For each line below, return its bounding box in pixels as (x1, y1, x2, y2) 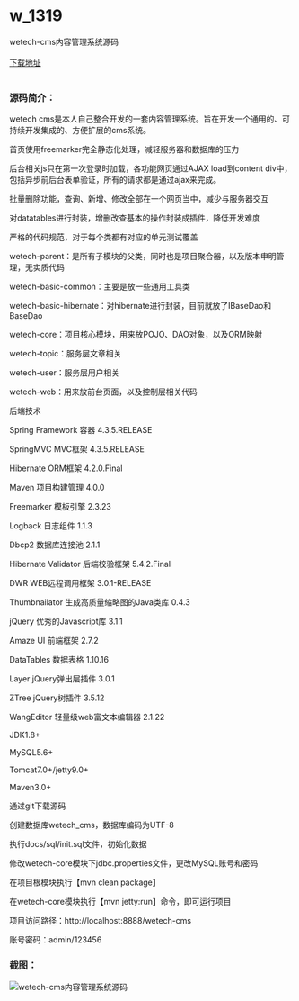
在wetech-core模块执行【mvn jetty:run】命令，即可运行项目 (9, 897, 232, 907)
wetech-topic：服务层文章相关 (9, 348, 122, 359)
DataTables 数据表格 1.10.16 (9, 654, 110, 665)
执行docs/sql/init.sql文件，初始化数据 (9, 839, 147, 850)
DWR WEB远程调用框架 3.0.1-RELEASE (9, 578, 152, 589)
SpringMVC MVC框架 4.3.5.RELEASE (9, 444, 145, 455)
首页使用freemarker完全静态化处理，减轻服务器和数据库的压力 (9, 144, 240, 155)
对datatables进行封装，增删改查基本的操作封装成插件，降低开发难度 (9, 212, 260, 223)
